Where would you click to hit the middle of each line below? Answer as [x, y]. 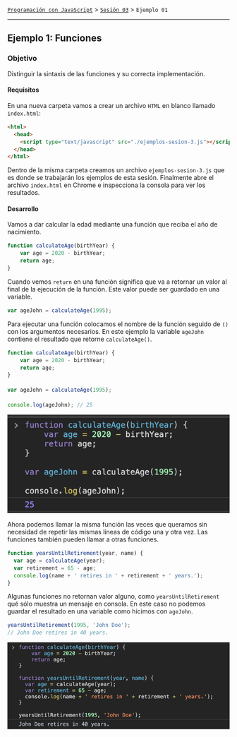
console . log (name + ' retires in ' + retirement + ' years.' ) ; [109, 575]
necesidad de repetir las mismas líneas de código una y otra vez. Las [108, 532]
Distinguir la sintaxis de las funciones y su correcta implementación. [107, 73]
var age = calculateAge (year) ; [60, 561]
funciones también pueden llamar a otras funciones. [83, 539]
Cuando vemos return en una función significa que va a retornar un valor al [117, 282]
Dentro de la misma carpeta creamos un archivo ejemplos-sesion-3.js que [116, 170]
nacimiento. [24, 232]
